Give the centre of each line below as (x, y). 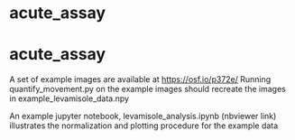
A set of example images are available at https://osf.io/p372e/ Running (140, 79)
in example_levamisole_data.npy (69, 98)
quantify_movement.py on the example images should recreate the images (147, 89)
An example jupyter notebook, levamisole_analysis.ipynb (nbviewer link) (143, 117)
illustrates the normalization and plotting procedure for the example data (144, 126)
